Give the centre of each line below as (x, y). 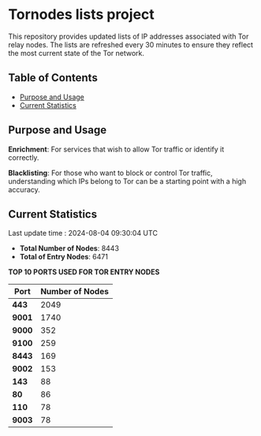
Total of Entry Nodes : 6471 (64, 257)
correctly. (24, 157)
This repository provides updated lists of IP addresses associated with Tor (129, 36)
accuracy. (24, 189)
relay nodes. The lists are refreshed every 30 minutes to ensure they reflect (131, 44)
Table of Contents (53, 78)
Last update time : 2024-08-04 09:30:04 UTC (83, 233)
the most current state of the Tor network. (76, 53)
